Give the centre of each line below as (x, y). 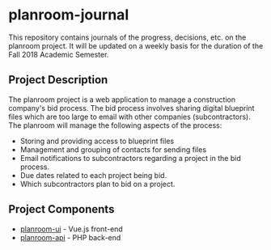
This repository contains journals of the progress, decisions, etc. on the (127, 37)
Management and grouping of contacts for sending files (113, 149)
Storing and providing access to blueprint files (97, 141)
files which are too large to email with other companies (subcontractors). (129, 117)
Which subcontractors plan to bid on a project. (97, 184)
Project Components (61, 209)
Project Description (58, 80)
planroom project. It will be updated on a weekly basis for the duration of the (136, 45)
